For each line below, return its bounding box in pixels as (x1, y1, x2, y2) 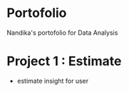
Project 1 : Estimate (6, 53, 122, 69)
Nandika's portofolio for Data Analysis (6, 28, 118, 37)
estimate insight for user (16, 76, 89, 85)
